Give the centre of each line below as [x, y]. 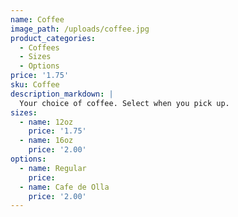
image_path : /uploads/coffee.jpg [80, 29]
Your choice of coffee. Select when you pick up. [124, 103]
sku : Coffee [35, 85]
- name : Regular [53, 168]
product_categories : [53, 38]
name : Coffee [37, 19]
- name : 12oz [46, 122]
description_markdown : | [62, 94]
